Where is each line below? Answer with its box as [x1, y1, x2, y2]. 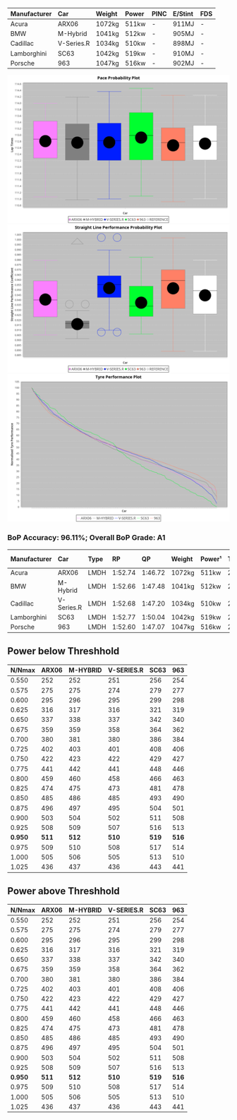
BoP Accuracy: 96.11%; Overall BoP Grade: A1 [7, 533, 166, 543]
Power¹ [200, 555, 222, 563]
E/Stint [172, 9, 194, 18]
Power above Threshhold [7, 885, 120, 897]
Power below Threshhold [7, 645, 120, 657]
